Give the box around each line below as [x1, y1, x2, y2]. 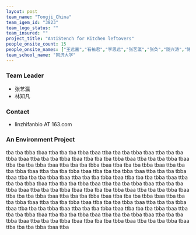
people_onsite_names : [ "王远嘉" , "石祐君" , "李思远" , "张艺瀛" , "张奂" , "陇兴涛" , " [6, 47, 187, 53]
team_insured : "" [6, 30, 48, 36]
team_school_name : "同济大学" [6, 52, 76, 58]
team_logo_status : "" [6, 25, 59, 31]
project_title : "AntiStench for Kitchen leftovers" [6, 36, 134, 42]
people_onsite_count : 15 [6, 42, 66, 47]
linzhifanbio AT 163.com [14, 121, 72, 128]
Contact [6, 108, 30, 116]
